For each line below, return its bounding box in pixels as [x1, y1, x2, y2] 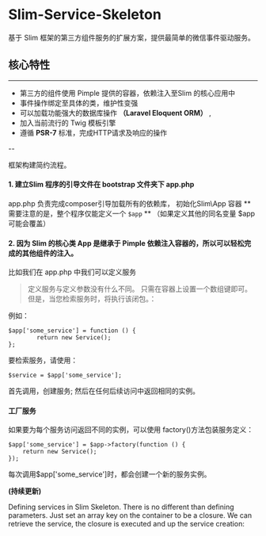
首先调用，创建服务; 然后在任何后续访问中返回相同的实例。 [8, 386, 200, 396]
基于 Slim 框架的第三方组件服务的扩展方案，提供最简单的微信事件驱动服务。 [8, 33, 255, 42]
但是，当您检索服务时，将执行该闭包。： [27, 294, 157, 304]
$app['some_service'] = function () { [8, 327, 136, 335]
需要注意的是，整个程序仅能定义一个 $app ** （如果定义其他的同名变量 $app [8, 209, 256, 218]
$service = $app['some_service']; [8, 371, 123, 380]
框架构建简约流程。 [8, 160, 71, 170]
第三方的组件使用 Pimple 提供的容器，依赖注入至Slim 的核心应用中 [19, 88, 236, 98]
